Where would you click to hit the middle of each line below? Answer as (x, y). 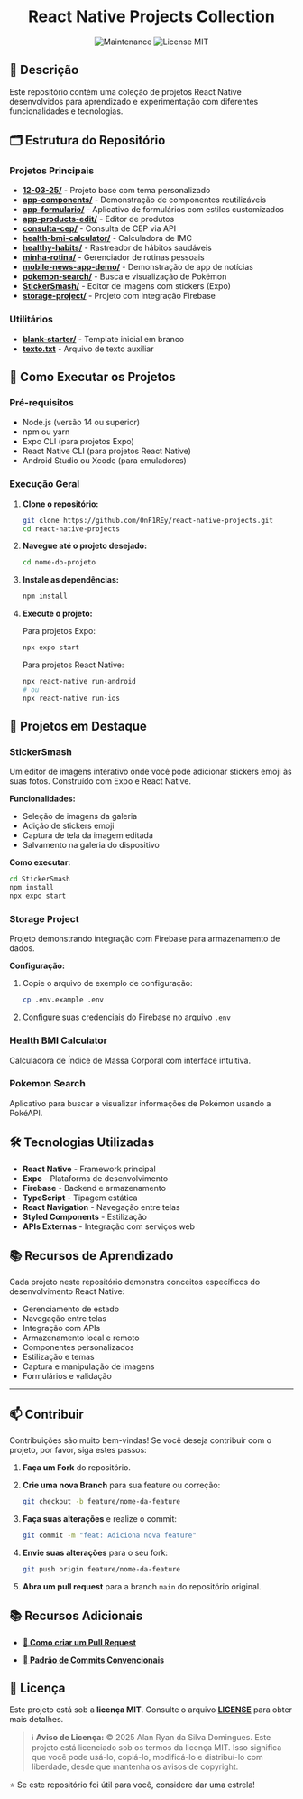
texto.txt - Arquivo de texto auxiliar (88, 349)
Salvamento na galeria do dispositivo (91, 845)
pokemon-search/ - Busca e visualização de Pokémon (124, 276)
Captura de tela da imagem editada (87, 835)
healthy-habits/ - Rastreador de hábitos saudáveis (117, 248)
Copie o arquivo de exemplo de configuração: (107, 983)
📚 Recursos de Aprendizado (92, 1256)
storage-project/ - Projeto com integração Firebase (119, 296)
